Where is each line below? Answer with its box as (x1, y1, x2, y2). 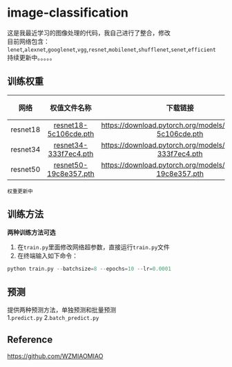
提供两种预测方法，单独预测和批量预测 (7, 306, 116, 314)
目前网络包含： (7, 37, 50, 46)
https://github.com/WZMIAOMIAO (7, 352, 104, 361)
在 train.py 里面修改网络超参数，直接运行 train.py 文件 (17, 242, 171, 251)
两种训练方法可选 (7, 228, 56, 236)
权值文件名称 (50, 102, 92, 112)
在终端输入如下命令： (17, 251, 78, 260)
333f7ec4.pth (48, 149, 94, 159)
